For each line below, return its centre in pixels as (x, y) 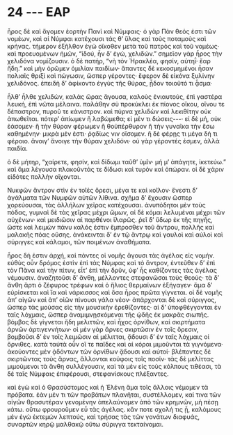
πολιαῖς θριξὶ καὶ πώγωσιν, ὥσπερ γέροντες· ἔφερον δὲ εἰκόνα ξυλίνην (111, 76)
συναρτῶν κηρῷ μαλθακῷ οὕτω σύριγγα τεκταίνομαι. (86, 424)
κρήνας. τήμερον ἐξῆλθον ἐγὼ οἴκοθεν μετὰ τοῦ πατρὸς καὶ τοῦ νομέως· (113, 46)
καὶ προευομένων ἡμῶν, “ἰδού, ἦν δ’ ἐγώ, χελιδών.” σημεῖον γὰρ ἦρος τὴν (115, 54)
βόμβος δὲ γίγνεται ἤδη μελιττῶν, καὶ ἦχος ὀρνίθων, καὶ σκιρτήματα (106, 322)
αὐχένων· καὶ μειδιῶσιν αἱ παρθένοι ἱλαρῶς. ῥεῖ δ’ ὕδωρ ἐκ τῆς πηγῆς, (110, 219)
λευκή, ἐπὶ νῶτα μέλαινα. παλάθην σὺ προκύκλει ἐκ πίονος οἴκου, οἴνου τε (116, 104)
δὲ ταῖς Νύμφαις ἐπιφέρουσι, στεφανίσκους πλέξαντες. (88, 374)
